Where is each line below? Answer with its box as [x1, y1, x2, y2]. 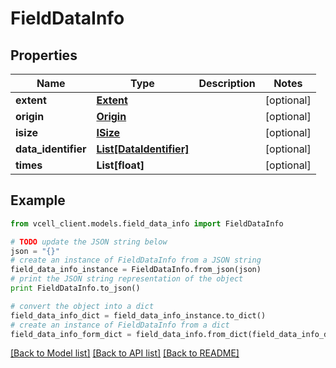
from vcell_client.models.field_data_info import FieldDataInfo [10, 218, 284, 229]
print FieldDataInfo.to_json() [10, 283, 141, 294]
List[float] [96, 158, 145, 172]
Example [10, 192, 66, 209]
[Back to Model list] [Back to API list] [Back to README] [10, 347, 240, 359]
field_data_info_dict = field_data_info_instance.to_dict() [10, 310, 267, 321]
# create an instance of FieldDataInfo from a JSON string [10, 255, 262, 266]
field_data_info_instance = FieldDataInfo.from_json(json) [10, 265, 262, 275]
